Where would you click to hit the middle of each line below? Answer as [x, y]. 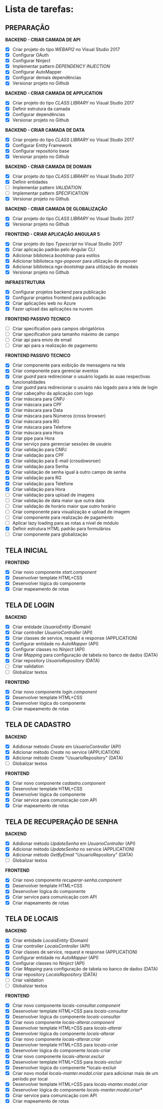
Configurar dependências [39, 114]
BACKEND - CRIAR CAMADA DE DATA [45, 130]
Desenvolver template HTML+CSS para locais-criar [65, 1045]
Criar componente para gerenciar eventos [55, 371]
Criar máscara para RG [36, 421]
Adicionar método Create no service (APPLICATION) [66, 752]
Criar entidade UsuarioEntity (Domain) [52, 627]
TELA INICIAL [27, 550]
